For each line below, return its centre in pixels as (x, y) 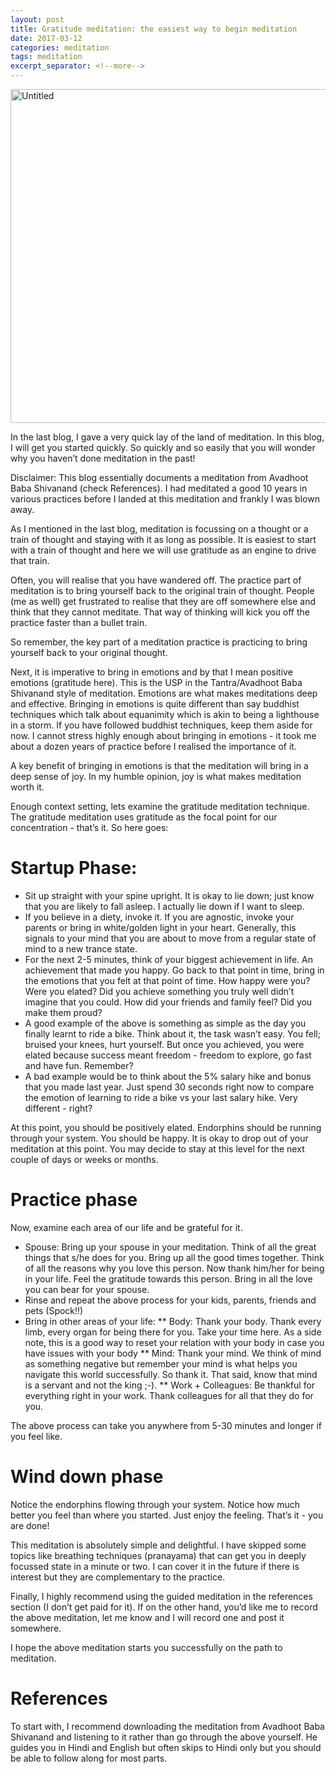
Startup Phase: (74, 868)
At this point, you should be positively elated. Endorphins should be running (166, 1127)
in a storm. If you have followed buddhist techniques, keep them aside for (161, 725)
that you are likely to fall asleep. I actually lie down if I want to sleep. (164, 906)
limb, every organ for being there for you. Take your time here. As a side (173, 1332)
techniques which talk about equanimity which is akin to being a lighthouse (165, 714)
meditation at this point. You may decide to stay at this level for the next (157, 1148)
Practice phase (74, 1200)
